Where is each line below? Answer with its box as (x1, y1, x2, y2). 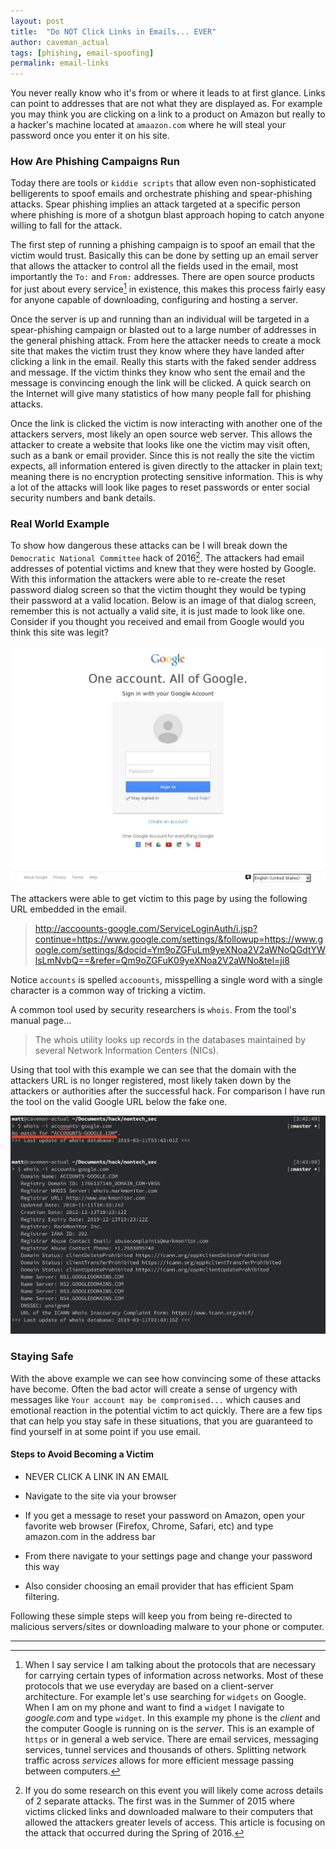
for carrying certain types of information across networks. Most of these (24, 1669, 324, 1681)
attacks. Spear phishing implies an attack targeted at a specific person (10, 198, 301, 210)
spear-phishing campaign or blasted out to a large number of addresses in (10, 324, 317, 336)
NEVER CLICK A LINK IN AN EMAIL (24, 1470, 170, 1482)
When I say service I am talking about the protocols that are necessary (24, 1658, 317, 1670)
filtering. (24, 1590, 60, 1602)
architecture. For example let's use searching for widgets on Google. (24, 1690, 307, 1702)
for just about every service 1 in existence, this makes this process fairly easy (10, 281, 326, 295)
